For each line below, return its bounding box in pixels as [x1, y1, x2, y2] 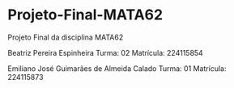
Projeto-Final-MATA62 [7, 6, 164, 24]
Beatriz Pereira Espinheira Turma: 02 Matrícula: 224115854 [7, 48, 203, 57]
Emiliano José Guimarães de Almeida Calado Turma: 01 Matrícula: [7, 63, 227, 73]
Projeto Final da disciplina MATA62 [7, 32, 124, 42]
